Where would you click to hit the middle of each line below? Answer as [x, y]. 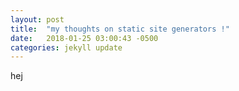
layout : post [37, 19]
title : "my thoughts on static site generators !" [120, 29]
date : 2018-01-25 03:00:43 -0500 [84, 38]
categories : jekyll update [66, 47]
